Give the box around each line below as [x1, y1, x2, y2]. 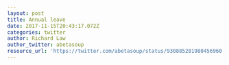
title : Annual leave [7, 16, 67, 23]
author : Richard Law [7, 35, 67, 42]
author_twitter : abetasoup [7, 41, 84, 48]
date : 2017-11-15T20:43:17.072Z [7, 22, 99, 29]
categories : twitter [7, 28, 67, 36]
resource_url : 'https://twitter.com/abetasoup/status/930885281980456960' [7, 48, 226, 55]
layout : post [7, 9, 45, 17]
